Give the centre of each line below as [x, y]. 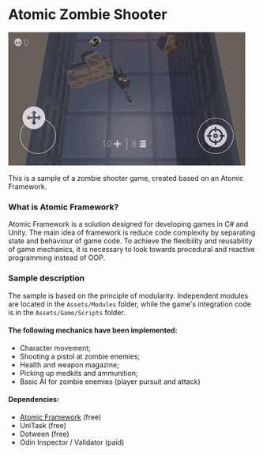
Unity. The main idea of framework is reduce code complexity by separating [132, 233]
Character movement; [55, 348]
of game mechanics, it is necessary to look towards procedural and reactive [131, 250]
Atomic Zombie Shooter [88, 15]
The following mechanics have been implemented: [93, 330]
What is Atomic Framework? [64, 207]
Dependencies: [34, 400]
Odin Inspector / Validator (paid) [72, 442]
